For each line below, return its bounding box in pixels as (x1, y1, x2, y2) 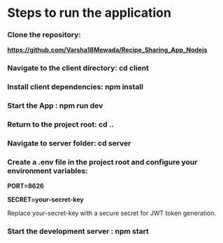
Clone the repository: (7, 30, 82, 40)
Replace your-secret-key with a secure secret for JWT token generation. (7, 209, 217, 218)
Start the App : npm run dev (7, 101, 103, 111)
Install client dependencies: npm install (7, 82, 143, 92)
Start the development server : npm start (7, 226, 149, 236)
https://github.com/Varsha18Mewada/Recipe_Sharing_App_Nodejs (7, 46, 208, 54)
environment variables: (7, 166, 89, 176)
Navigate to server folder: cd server (7, 139, 131, 148)
